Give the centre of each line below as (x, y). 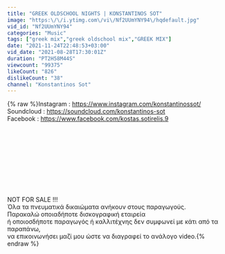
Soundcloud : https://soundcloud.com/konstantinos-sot (86, 111)
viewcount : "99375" (35, 65)
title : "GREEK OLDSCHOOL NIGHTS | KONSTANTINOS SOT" (85, 13)
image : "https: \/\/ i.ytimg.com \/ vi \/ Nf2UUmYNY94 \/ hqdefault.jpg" (103, 20)
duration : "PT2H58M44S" (42, 59)
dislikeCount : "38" (35, 78)
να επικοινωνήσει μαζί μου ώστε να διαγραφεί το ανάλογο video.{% (106, 237)
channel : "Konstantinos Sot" (49, 84)
